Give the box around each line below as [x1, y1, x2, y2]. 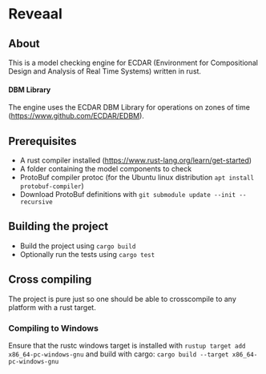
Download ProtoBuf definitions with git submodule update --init [19, 190, 236, 199]
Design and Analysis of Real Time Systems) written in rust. [8, 66, 202, 76]
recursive [19, 198, 54, 207]
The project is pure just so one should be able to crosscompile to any [8, 294, 236, 304]
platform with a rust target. [8, 302, 96, 312]
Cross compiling [8, 273, 92, 287]
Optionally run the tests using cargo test [19, 249, 155, 259]
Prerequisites [8, 134, 77, 148]
